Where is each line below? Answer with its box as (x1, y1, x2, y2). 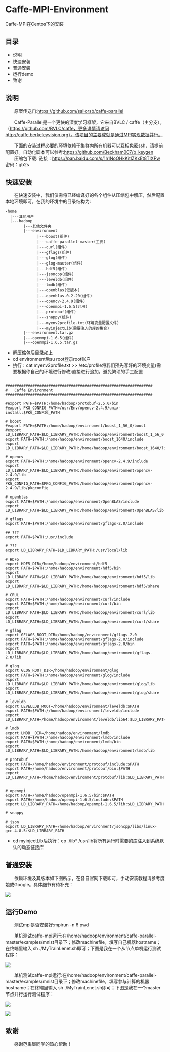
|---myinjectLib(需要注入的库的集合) (37, 326, 110, 331)
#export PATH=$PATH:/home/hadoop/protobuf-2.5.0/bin (5, 401, 119, 406)
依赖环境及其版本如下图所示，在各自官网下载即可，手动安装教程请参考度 (14, 875, 165, 881)
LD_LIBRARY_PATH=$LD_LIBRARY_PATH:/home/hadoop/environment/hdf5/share (5, 583, 159, 589)
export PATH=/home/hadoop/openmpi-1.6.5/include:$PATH (5, 797, 123, 802)
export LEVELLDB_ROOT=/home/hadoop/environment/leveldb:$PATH (5, 704, 139, 709)
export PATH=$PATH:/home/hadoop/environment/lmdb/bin (5, 739, 121, 745)
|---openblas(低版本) (37, 288, 80, 293)
